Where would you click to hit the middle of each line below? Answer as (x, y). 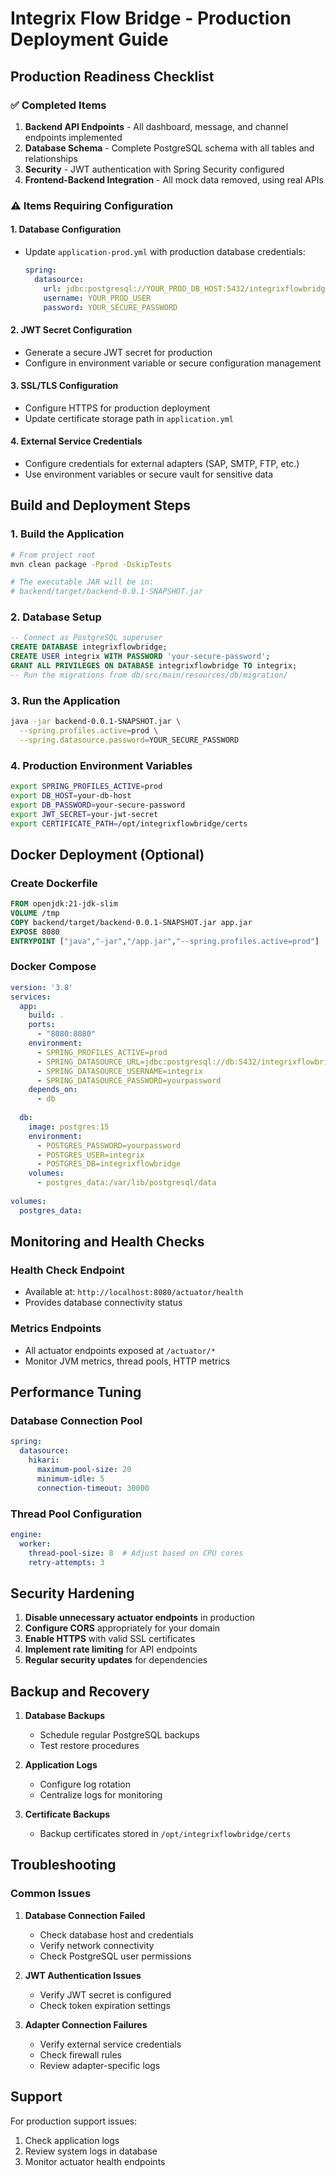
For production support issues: (73, 2121)
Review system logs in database (91, 2151)
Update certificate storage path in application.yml (129, 418)
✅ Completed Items (58, 105)
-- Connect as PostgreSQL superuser (86, 638)
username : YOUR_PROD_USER (97, 298)
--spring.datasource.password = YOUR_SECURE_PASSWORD (129, 740)
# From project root (53, 555)
